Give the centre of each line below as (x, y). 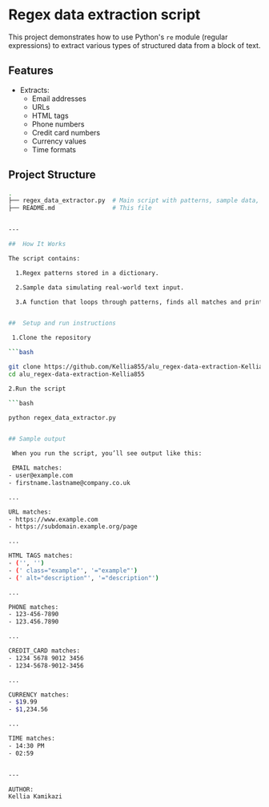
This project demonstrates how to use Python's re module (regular (118, 37)
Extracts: (34, 90)
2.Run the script (37, 389)
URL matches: (30, 512)
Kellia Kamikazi (35, 797)
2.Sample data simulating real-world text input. (100, 287)
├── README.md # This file (80, 208)
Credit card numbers (66, 132)
